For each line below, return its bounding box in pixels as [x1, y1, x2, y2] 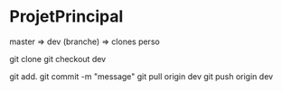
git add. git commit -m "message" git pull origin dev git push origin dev [9, 70, 274, 82]
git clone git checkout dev [9, 53, 107, 64]
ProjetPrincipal [9, 6, 124, 27]
